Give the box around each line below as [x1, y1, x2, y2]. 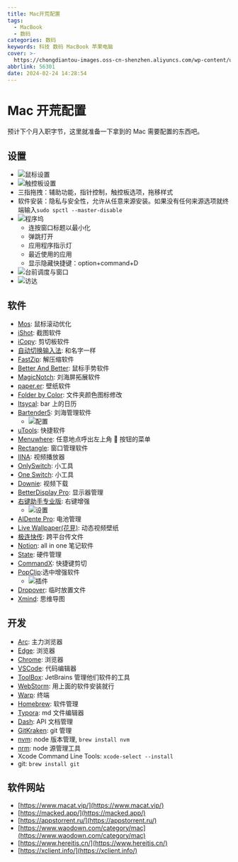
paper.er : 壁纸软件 [17, 382, 71, 390]
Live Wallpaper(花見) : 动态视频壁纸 [17, 524, 119, 532]
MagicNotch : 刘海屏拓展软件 [17, 373, 101, 382]
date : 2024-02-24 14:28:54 [7, 70, 87, 77]
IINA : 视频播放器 [17, 453, 65, 461]
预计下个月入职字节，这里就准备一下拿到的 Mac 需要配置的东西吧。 [7, 127, 204, 136]
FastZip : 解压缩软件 [17, 355, 74, 364]
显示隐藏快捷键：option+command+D [28, 259, 139, 267]
